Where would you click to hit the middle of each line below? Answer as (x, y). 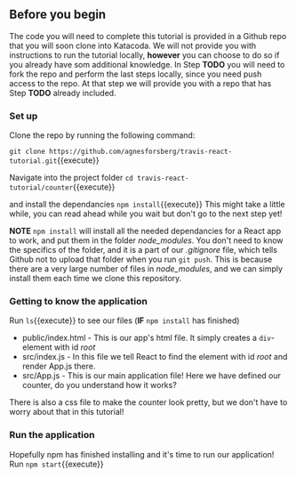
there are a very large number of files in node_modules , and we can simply (146, 269)
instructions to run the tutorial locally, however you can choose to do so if (144, 55)
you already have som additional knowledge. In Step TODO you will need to (147, 64)
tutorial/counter (41, 188)
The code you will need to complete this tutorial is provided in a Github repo (148, 36)
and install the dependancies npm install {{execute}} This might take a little (148, 205)
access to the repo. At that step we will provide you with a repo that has (140, 83)
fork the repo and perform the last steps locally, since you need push (136, 74)
